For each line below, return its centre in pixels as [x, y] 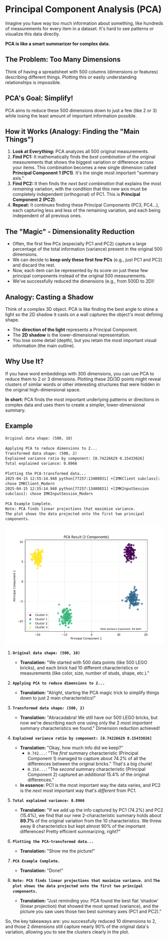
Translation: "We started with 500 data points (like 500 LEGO [83, 662]
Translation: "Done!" [42, 870]
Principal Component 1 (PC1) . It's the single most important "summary [86, 173]
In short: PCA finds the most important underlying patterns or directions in [82, 399]
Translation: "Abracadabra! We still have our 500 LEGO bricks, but [89, 717]
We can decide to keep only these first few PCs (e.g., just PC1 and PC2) [87, 260]
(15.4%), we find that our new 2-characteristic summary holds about [91, 815]
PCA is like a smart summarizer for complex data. [58, 43]
